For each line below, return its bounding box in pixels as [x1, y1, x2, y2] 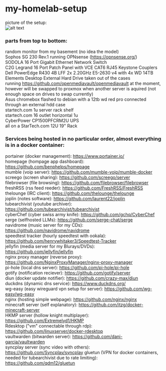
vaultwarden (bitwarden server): [5, 333, 71, 340]
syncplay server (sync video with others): [5, 344, 90, 350]
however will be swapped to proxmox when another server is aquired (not [5, 86, 157, 92]
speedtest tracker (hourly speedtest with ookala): [5, 233, 106, 239]
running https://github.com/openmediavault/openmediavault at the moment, [5, 80, 161, 86]
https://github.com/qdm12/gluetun [5, 360, 76, 366]
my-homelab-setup [5, 3, 87, 14]
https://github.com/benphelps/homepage [5, 163, 90, 170]
